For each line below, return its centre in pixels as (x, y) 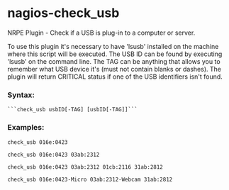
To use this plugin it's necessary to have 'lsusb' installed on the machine (113, 46)
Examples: (26, 128)
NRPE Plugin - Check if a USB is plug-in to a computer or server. (101, 33)
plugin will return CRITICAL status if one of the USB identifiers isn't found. (115, 77)
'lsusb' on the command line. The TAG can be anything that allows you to (114, 61)
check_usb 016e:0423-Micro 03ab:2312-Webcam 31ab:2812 (90, 179)
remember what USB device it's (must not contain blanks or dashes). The (114, 69)
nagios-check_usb (63, 13)
